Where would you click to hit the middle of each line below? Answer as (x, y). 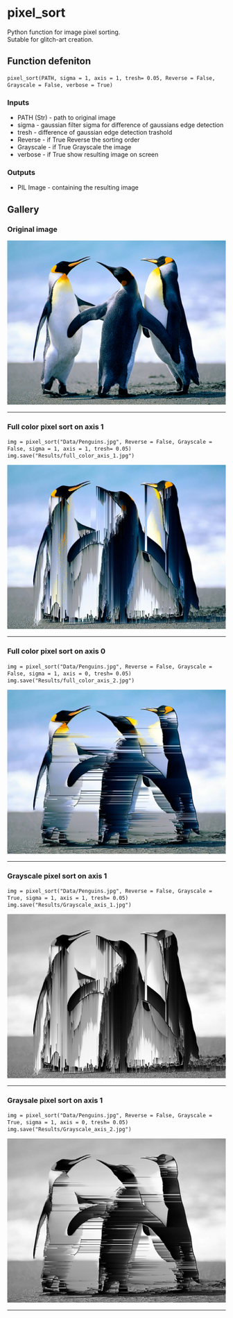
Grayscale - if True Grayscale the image (74, 147)
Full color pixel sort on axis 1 (55, 426)
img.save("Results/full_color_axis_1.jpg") (71, 456)
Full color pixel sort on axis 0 (57, 651)
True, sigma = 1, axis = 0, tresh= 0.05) (68, 1123)
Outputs (21, 172)
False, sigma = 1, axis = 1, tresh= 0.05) (69, 449)
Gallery (23, 209)
